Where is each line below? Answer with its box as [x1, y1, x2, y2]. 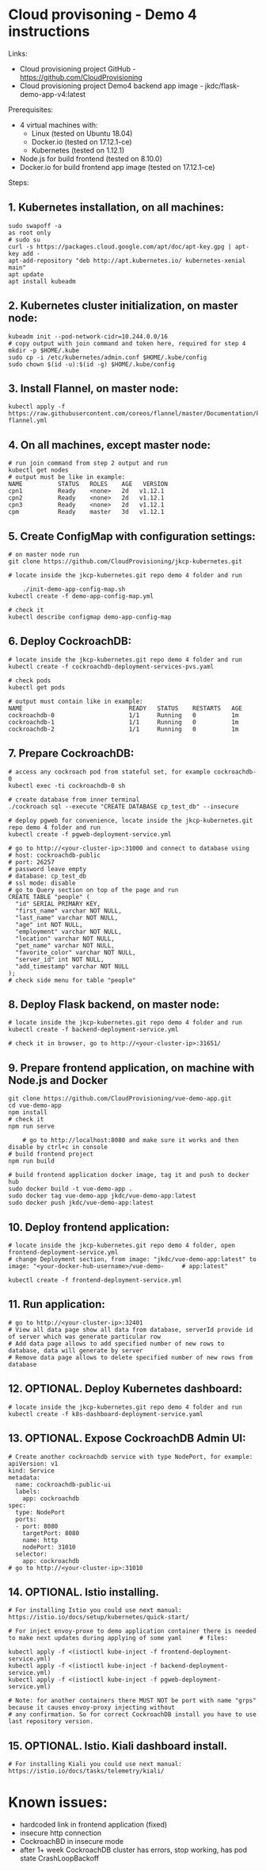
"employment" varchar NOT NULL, [15, 928, 123, 935]
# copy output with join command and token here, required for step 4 [8, 339, 246, 347]
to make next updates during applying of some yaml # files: [8, 1634, 228, 1642]
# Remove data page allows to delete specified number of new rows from [8, 1353, 253, 1361]
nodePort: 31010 [22, 1543, 77, 1551]
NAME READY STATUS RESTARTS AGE [8, 704, 243, 712]
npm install [8, 1109, 47, 1117]
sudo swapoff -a [8, 222, 62, 230]
